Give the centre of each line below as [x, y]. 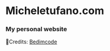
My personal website [36, 29]
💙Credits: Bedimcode [31, 42]
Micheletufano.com [55, 11]
